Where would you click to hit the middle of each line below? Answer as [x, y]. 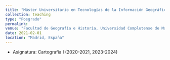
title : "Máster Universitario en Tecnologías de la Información [74, 10]
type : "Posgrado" [24, 19]
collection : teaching [28, 14]
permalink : [17, 24]
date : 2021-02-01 [24, 33]
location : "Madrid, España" [35, 38]
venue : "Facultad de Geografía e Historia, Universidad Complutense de [82, 28]
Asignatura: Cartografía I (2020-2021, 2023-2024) [65, 52]
